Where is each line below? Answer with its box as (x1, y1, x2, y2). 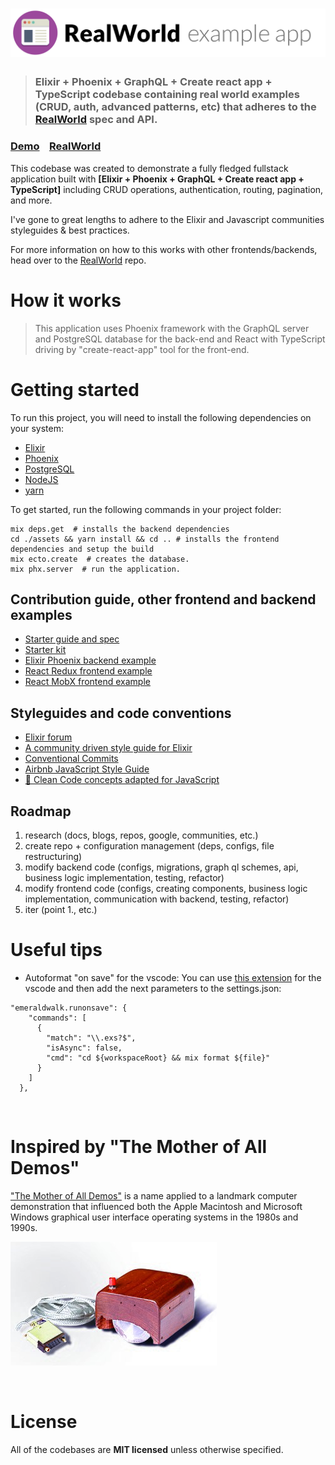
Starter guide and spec (24, 633, 120, 645)
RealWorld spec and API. (34, 113, 158, 127)
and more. (10, 194, 53, 206)
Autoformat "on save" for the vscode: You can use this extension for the (24, 971, 322, 983)
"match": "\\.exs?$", (46, 1033, 137, 1043)
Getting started (10, 378, 140, 401)
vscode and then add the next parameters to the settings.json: (24, 982, 282, 994)
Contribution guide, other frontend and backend (10, 591, 317, 608)
